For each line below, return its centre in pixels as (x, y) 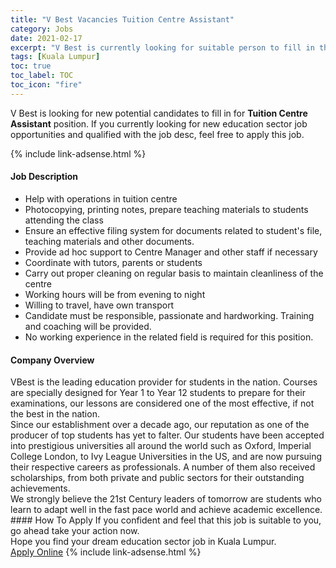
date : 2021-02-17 (46, 38)
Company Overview (52, 360)
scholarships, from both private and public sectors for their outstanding (157, 478)
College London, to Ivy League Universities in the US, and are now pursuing (166, 457)
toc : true (31, 66)
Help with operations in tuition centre (101, 198)
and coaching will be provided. (88, 326)
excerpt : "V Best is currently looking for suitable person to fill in (162, 47)
